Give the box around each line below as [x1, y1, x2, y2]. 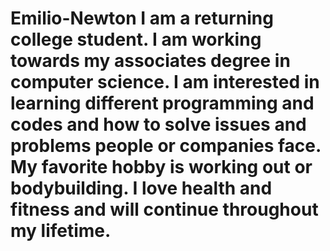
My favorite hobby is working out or [10, 156, 313, 179]
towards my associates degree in [10, 50, 291, 72]
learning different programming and [10, 92, 315, 115]
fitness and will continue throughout [10, 198, 319, 221]
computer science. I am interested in [10, 71, 320, 94]
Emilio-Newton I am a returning [10, 7, 274, 30]
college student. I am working [10, 28, 262, 51]
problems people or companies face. [10, 135, 322, 157]
